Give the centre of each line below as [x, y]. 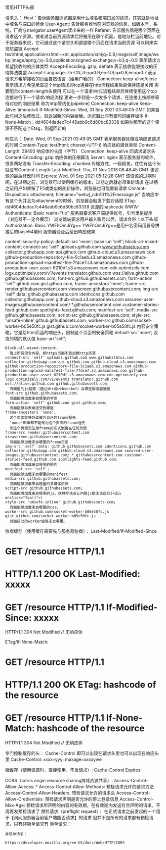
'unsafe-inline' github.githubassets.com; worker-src [58, 320]
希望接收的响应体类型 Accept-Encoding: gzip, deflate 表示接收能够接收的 [79, 66]
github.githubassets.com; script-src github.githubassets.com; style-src [78, 315]
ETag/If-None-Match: [27, 642]
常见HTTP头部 [20, 7]
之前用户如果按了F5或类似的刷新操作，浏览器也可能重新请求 [66, 188]
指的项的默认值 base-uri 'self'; [36, 339]
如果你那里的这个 [138, 122]
